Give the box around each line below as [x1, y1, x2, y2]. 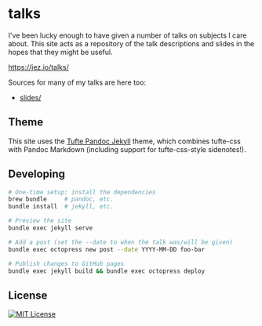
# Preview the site [8, 217, 72, 225]
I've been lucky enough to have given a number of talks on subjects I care [8, 31, 247, 40]
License [8, 288, 48, 302]
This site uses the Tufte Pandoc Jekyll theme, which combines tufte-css [8, 136, 242, 146]
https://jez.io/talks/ [8, 62, 69, 71]
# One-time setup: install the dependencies [8, 188, 156, 196]
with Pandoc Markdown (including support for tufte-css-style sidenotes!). [8, 144, 246, 154]
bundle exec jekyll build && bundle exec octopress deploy [8, 267, 206, 275]
